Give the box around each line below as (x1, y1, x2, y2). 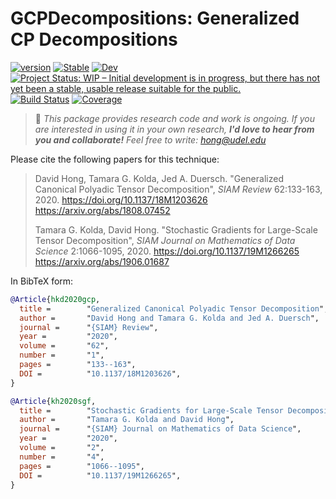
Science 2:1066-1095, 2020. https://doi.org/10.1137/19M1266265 (34, 245, 300, 257)
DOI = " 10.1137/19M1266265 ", (19, 470, 182, 481)
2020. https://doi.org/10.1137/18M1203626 (34, 193, 208, 206)
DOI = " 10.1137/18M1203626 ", (19, 368, 182, 379)
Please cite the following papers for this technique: (10, 153, 220, 165)
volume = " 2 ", (19, 443, 105, 453)
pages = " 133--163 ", (19, 360, 137, 370)
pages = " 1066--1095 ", (19, 461, 145, 471)
